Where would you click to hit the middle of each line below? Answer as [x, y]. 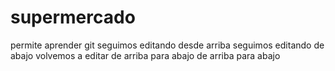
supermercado [73, 17]
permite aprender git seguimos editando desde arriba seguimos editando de [167, 45]
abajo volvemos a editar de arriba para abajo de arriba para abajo [145, 55]
